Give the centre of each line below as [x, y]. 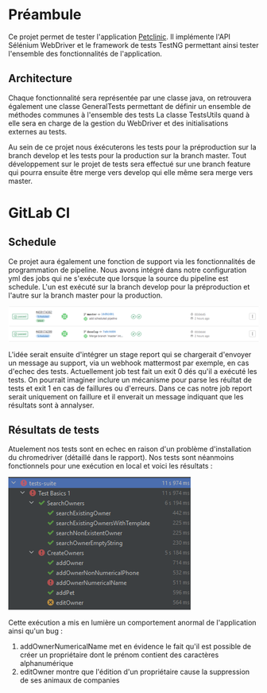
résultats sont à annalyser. [51, 405]
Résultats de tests [54, 430]
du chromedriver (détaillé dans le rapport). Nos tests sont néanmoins [121, 457]
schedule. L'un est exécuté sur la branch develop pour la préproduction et [129, 286]
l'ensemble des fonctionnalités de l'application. [85, 53]
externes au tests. [38, 131]
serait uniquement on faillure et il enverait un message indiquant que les [126, 396]
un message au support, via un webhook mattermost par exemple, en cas [129, 363]
